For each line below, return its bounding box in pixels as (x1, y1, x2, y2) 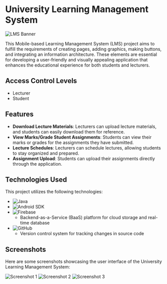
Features (5, 110, 34, 119)
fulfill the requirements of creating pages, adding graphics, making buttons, (5, 46, 162, 52)
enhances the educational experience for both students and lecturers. (5, 62, 150, 68)
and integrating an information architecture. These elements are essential (5, 51, 157, 57)
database (30, 220, 50, 226)
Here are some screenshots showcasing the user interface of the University (5, 258, 162, 265)
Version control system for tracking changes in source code (20, 231, 144, 237)
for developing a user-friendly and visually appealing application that (5, 56, 148, 62)
